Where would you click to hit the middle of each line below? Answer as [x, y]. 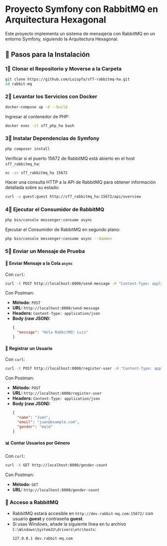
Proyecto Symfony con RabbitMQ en [82, 9]
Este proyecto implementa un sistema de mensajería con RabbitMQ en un [80, 33]
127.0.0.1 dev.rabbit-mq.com [42, 538]
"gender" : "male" [35, 427]
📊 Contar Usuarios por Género [38, 443]
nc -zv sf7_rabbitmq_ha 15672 [37, 173]
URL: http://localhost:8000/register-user [57, 393]
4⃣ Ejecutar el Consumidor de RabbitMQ [55, 210]
